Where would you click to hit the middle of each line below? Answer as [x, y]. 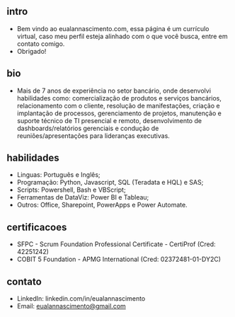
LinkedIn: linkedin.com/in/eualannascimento [81, 299]
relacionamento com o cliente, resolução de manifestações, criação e [118, 105]
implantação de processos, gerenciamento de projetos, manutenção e [119, 113]
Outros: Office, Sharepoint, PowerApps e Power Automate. [102, 205]
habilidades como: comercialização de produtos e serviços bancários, [119, 98]
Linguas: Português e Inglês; [58, 175]
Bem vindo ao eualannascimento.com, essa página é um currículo [113, 28]
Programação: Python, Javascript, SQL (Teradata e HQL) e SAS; [110, 183]
